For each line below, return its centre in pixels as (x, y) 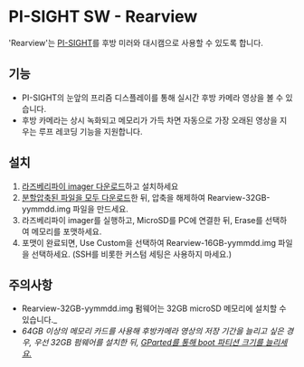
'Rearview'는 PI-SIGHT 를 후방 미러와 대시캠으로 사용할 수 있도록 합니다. (136, 42)
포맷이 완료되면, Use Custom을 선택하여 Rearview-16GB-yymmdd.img (149, 242)
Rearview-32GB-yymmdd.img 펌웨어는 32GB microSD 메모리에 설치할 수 (154, 308)
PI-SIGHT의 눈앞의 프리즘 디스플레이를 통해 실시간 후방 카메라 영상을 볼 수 (152, 98)
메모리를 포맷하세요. (66, 231)
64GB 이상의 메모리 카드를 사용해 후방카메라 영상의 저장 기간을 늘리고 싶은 (152, 331)
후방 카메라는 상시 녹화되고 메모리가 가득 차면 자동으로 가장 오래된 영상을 (149, 120)
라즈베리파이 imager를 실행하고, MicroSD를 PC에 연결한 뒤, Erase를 (142, 220)
